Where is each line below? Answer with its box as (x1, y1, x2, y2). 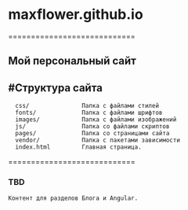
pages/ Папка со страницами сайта (15, 130, 170, 138)
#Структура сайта (8, 81, 103, 94)
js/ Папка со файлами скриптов (15, 123, 170, 131)
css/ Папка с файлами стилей (15, 102, 159, 110)
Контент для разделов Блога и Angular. (8, 194, 139, 202)
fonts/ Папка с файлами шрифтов (15, 109, 163, 117)
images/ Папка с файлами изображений (15, 116, 177, 123)
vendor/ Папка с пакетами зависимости (15, 136, 180, 145)
